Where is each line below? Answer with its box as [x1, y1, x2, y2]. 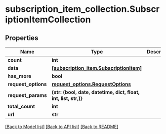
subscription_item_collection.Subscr [5, 3, 160, 15]
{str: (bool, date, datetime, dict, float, [51, 89, 140, 95]
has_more [7, 73, 32, 80]
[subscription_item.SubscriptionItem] [51, 65, 142, 71]
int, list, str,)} [51, 95, 83, 102]
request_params [7, 92, 47, 98]
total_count [7, 103, 35, 110]
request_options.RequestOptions [51, 81, 131, 88]
